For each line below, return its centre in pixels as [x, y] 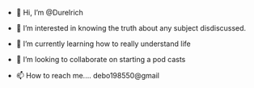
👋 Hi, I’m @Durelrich [49, 13]
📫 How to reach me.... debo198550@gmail [88, 75]
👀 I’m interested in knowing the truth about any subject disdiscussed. [131, 28]
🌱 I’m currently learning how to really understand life [104, 44]
